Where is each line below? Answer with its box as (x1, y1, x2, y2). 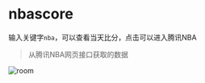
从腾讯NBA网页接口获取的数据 (27, 49, 129, 59)
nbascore (8, 5, 74, 23)
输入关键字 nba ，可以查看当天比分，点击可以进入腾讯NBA (8, 32, 197, 42)
